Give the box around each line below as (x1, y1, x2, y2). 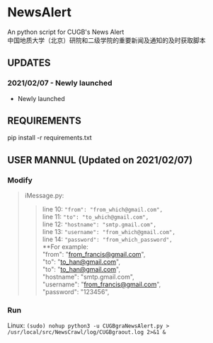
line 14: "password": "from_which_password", (42, 235, 173, 244)
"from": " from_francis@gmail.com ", (42, 250, 146, 259)
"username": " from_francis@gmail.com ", (42, 280, 161, 289)
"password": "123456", (42, 288, 110, 296)
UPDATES (7, 57, 51, 69)
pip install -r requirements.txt (7, 134, 92, 142)
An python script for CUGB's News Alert (7, 28, 125, 36)
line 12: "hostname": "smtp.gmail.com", (42, 220, 157, 228)
